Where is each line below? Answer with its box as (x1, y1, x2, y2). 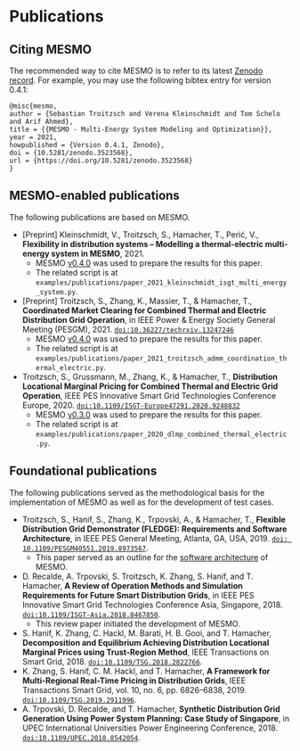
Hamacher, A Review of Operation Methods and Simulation (21, 580, 243, 590)
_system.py (35, 287, 77, 296)
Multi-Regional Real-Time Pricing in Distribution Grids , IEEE (21, 675, 247, 686)
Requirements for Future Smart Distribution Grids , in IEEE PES (21, 590, 255, 600)
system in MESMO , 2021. (51, 248, 145, 259)
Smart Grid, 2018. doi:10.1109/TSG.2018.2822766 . (21, 656, 203, 666)
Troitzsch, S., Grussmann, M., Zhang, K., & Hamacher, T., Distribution (21, 371, 278, 382)
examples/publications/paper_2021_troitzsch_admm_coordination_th (35, 354, 288, 363)
